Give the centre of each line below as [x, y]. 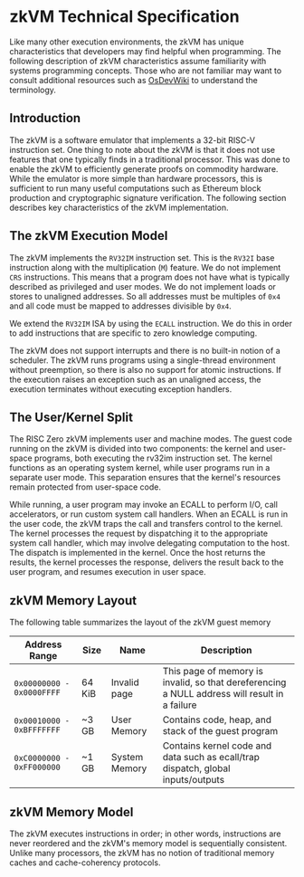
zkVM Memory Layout [73, 601]
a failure [180, 705]
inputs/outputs [193, 780]
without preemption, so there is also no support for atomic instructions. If [146, 369]
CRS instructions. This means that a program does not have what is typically [150, 277]
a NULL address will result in [223, 694]
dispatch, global [196, 768]
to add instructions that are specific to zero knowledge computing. [133, 333]
